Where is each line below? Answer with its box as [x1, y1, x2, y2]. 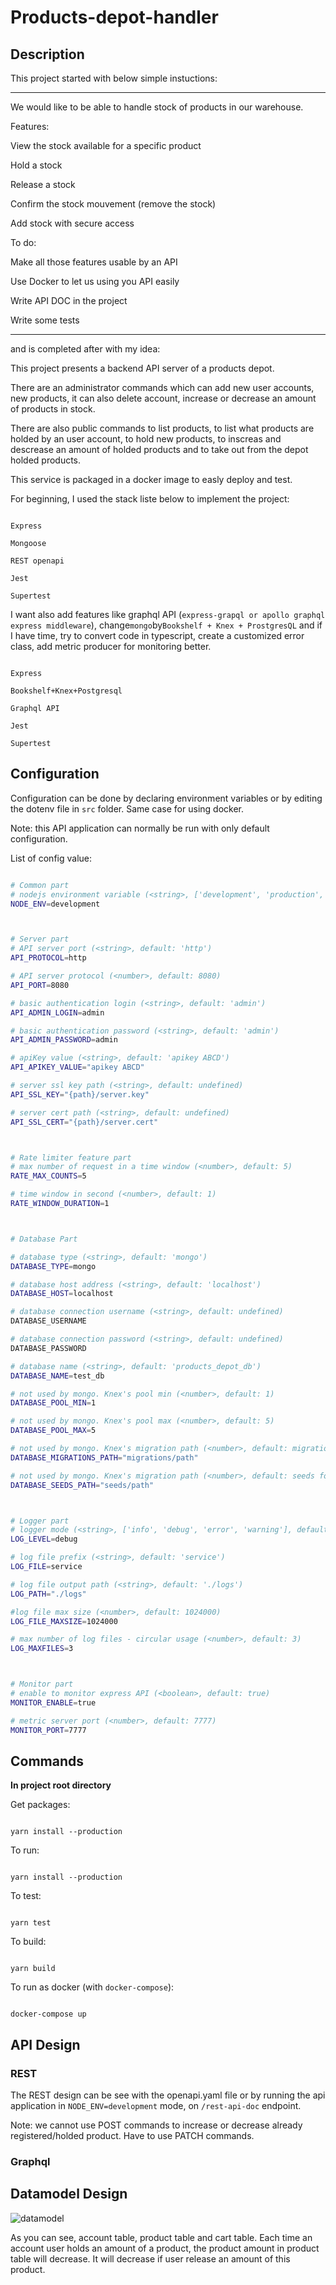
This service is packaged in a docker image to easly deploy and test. [10, 474, 293, 485]
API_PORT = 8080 [10, 980, 70, 990]
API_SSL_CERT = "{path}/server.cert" [10, 1117, 159, 1127]
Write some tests [10, 314, 80, 326]
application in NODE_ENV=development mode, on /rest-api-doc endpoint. [10, 2100, 302, 2112]
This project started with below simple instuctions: [10, 72, 218, 84]
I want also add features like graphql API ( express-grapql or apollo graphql [10, 609, 326, 620]
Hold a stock [10, 159, 63, 171]
